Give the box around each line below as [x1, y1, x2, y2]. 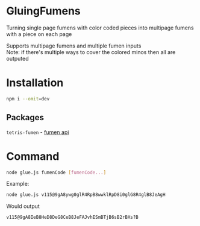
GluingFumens [6, 4, 81, 18]
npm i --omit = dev [6, 96, 50, 102]
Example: [6, 180, 30, 188]
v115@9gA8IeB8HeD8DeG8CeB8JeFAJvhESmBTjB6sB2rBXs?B [6, 215, 139, 221]
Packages [6, 112, 44, 123]
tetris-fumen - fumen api [6, 128, 69, 136]
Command [6, 149, 60, 163]
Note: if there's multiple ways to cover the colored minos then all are [6, 48, 176, 55]
